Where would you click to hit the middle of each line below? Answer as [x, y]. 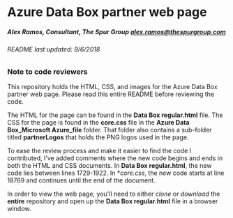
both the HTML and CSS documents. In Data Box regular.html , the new [110, 166]
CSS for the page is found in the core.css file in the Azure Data [98, 123]
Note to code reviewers [48, 72]
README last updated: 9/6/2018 [54, 49]
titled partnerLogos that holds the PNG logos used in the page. [98, 137]
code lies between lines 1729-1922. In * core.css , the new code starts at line [116, 173]
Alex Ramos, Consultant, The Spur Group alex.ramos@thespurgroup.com [117, 31]
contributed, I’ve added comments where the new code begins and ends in [115, 158]
